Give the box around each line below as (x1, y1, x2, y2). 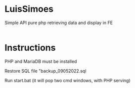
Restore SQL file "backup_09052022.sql (4, 68, 87, 74)
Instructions (4, 42, 56, 54)
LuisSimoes (4, 3, 54, 15)
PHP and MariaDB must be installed (4, 58, 77, 64)
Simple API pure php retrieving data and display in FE (4, 20, 113, 26)
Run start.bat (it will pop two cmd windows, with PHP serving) (4, 77, 131, 83)
